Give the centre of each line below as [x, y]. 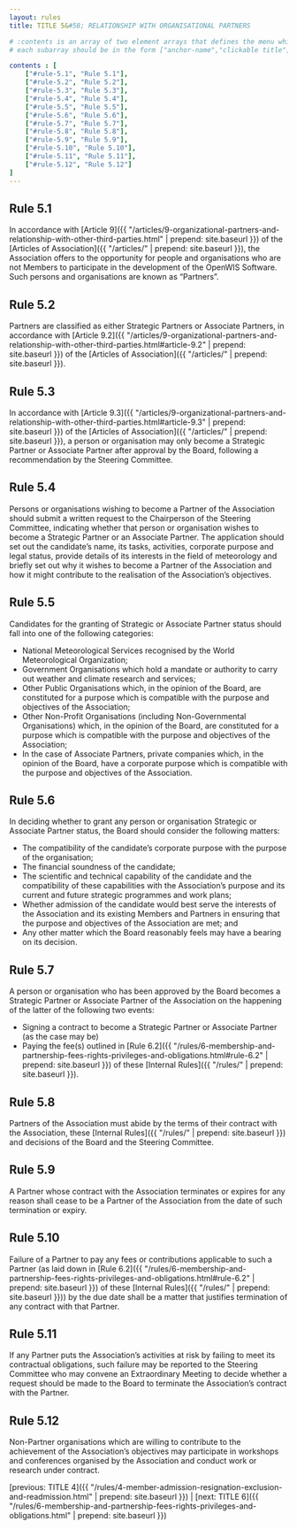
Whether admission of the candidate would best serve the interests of [149, 904]
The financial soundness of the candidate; [99, 867]
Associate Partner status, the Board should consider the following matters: [145, 831]
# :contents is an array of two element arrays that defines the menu [142, 42]
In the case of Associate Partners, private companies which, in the [143, 754]
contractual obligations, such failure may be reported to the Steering [133, 1364]
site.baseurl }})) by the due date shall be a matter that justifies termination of [148, 1296]
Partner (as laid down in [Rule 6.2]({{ [76, 1268]
